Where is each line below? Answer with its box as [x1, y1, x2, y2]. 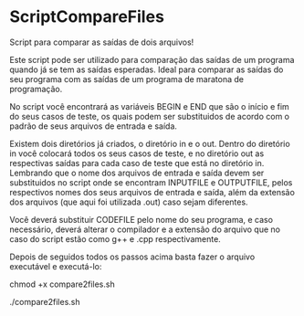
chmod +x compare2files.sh [9, 279, 116, 290]
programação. [9, 83, 63, 94]
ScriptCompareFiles [9, 6, 164, 27]
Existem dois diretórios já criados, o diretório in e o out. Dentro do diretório [9, 138, 290, 149]
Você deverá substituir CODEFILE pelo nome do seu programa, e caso [9, 214, 274, 225]
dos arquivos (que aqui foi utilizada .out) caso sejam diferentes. [9, 196, 248, 207]
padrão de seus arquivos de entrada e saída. [9, 121, 178, 132]
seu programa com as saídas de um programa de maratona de [9, 73, 245, 84]
